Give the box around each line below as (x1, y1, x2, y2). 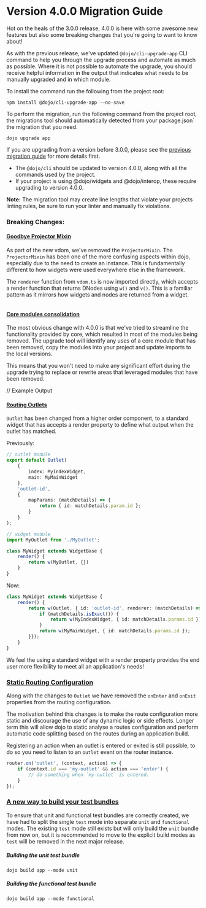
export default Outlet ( (6, 457, 67, 464)
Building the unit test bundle (6, 852, 80, 859)
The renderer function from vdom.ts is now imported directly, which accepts (6, 278, 198, 285)
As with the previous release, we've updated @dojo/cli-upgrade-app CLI (6, 49, 188, 56)
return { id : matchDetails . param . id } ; (39, 503, 141, 509)
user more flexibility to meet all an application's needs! (6, 662, 144, 670)
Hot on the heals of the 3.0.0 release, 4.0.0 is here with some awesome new (6, 25, 198, 32)
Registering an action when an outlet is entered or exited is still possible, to (6, 742, 196, 750)
